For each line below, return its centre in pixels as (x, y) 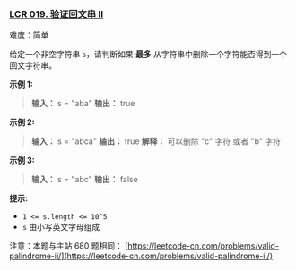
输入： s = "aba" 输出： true (83, 104)
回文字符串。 (33, 65)
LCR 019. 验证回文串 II (57, 13)
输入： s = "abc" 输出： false (85, 180)
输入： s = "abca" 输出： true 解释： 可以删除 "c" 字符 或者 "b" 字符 (156, 141)
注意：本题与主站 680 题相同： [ (69, 246)
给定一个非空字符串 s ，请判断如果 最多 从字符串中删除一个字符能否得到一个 (148, 55)
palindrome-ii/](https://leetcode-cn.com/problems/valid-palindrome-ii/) (141, 256)
